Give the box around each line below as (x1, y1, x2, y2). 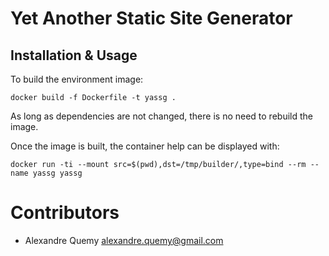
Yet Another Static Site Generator (10, 7, 293, 30)
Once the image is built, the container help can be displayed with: (10, 140, 280, 152)
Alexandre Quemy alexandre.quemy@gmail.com (24, 234, 224, 246)
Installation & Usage (10, 47, 138, 64)
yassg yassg (32, 168, 83, 178)
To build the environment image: (10, 73, 144, 85)
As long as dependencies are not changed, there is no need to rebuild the (10, 110, 313, 122)
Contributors (10, 202, 120, 224)
